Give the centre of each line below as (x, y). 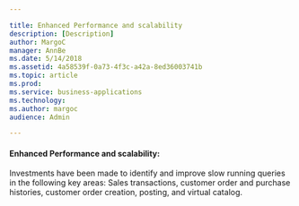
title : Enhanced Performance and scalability (96, 25)
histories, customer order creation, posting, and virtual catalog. (126, 193)
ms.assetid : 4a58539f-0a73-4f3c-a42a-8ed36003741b (106, 67)
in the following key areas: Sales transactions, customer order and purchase (150, 183)
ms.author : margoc (44, 108)
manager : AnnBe (38, 50)
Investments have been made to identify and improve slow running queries (147, 173)
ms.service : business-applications (76, 92)
